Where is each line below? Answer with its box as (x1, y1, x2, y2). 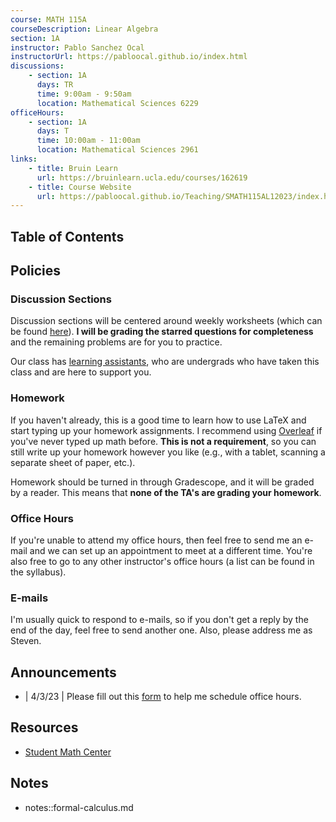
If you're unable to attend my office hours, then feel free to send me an (10, 534, 303, 546)
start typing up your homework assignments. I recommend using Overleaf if (10, 424, 323, 436)
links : (10, 154, 38, 164)
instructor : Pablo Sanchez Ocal (10, 42, 145, 53)
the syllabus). (10, 566, 67, 578)
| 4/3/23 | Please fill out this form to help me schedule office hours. (24, 691, 302, 703)
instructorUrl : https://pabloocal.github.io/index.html (10, 52, 248, 62)
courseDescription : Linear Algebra (10, 24, 159, 34)
